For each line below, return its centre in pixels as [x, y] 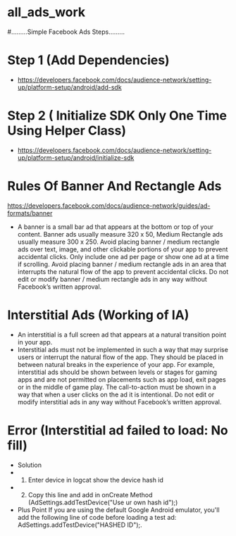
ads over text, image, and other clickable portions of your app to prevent [123, 249]
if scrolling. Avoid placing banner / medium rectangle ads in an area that [122, 264]
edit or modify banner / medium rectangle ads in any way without [112, 279]
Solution [30, 465]
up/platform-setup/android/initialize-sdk [76, 157]
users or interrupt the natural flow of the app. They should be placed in [120, 357]
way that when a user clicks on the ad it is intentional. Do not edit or [116, 394]
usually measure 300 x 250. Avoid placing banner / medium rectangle [118, 242]
